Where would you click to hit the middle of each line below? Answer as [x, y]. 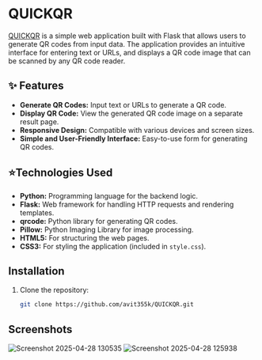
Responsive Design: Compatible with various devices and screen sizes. [137, 130]
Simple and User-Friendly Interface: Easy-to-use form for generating [133, 138]
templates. [37, 212]
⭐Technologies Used [61, 173]
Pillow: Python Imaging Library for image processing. [106, 229]
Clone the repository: [54, 290]
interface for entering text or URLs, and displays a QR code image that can [129, 52]
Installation [36, 271]
